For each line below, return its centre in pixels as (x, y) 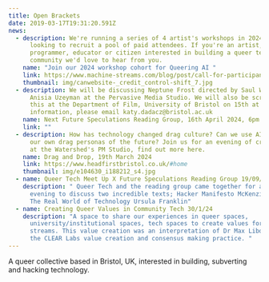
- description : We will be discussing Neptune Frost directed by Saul (136, 90)
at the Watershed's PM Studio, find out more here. (117, 149)
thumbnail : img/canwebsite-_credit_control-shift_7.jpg (118, 82)
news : (17, 30)
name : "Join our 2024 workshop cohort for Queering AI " (120, 68)
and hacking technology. (49, 269)
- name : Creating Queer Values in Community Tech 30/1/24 (114, 209)
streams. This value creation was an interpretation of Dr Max (137, 231)
